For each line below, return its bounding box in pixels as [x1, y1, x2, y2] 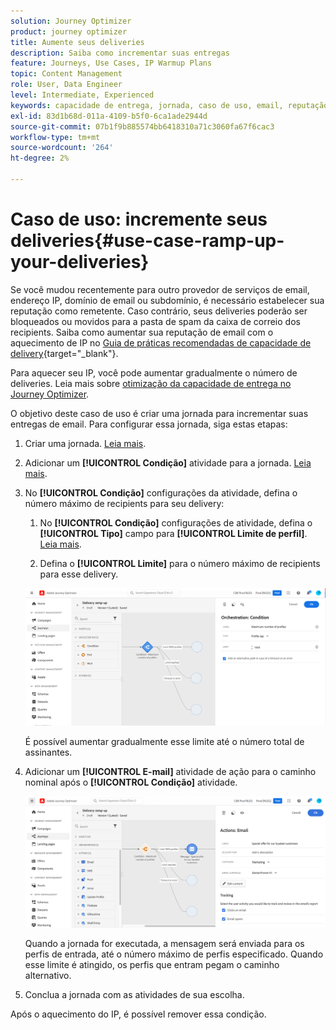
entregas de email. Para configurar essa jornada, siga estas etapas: [10, 418, 288, 430]
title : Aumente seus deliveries [10, 37, 145, 47]
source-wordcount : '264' [10, 143, 114, 153]
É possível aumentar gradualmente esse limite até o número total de [24, 735, 305, 747]
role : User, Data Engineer [10, 80, 123, 90]
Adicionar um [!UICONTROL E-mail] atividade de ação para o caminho [24, 765, 317, 777]
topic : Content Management [10, 69, 123, 79]
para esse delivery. [39, 568, 119, 580]
